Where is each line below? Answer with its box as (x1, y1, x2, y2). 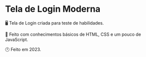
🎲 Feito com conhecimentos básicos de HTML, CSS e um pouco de (5, 31, 141, 37)
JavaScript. (5, 36, 29, 42)
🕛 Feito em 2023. (5, 46, 41, 52)
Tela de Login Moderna (5, 3, 101, 15)
